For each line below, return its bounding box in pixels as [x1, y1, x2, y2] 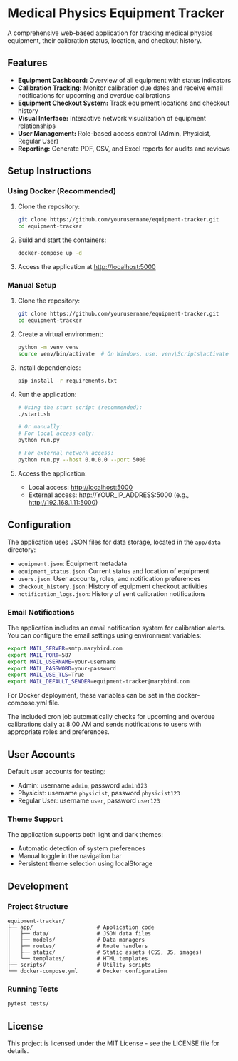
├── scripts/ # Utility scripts [7, 962, 152, 969]
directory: [7, 545, 36, 554]
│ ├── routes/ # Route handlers [7, 942, 148, 950]
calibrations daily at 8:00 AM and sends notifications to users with [7, 720, 202, 729]
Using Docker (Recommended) [7, 186, 116, 196]
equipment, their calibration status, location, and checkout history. [7, 36, 202, 44]
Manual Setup [7, 280, 57, 290]
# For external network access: [17, 450, 114, 457]
